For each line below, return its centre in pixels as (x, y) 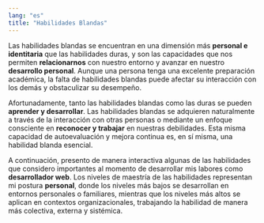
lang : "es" (26, 15)
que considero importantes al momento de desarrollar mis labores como (126, 168)
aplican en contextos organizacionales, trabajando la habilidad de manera (128, 202)
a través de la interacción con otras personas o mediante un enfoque (121, 119)
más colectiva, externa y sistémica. (66, 210)
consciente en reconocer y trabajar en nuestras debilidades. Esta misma (127, 128)
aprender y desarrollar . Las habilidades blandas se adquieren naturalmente (132, 111)
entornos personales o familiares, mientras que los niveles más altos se (124, 194)
